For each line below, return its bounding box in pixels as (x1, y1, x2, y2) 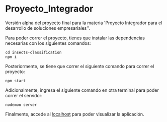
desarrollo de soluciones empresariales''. (5, 25, 91, 31)
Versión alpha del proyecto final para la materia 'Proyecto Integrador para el (5, 20, 162, 26)
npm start (5, 78, 26, 83)
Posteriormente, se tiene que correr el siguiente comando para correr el (5, 63, 154, 69)
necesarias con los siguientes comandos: (5, 40, 92, 46)
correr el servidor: (5, 92, 43, 98)
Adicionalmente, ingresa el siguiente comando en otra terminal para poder (5, 87, 159, 93)
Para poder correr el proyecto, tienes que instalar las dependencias (5, 35, 145, 41)
